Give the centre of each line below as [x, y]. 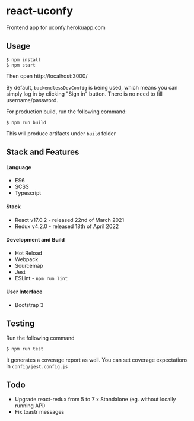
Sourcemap [29, 265]
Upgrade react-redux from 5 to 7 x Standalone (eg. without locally [95, 399]
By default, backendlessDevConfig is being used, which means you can [92, 87]
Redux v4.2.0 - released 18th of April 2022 [67, 226]
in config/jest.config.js [37, 366]
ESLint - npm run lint [41, 278]
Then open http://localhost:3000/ [47, 76]
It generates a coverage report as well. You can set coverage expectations [97, 360]
